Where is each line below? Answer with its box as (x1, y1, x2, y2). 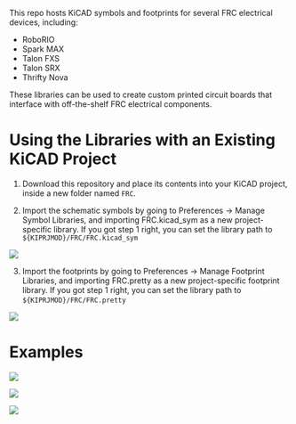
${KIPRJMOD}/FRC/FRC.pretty (21, 296, 126, 305)
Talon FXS (21, 53, 60, 63)
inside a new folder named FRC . (21, 187, 136, 199)
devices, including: (9, 17, 78, 28)
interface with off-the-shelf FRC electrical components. (9, 99, 212, 110)
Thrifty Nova (21, 72, 68, 83)
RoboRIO (21, 35, 55, 45)
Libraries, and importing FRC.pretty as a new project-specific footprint (21, 275, 280, 286)
